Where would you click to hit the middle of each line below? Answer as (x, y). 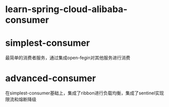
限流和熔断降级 (21, 99)
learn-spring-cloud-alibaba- (66, 9)
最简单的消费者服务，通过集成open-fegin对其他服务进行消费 (68, 58)
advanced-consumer (51, 78)
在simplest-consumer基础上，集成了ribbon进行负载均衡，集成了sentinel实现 (85, 93)
